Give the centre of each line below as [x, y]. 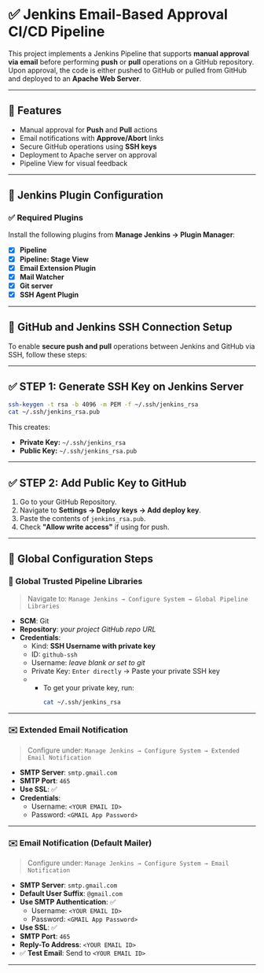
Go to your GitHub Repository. [68, 502]
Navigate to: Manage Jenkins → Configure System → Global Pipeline [138, 598]
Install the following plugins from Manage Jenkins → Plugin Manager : [122, 235]
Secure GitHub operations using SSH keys [88, 146]
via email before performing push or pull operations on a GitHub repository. [131, 61]
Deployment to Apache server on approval [88, 154]
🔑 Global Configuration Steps [81, 559]
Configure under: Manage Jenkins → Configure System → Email [128, 863]
